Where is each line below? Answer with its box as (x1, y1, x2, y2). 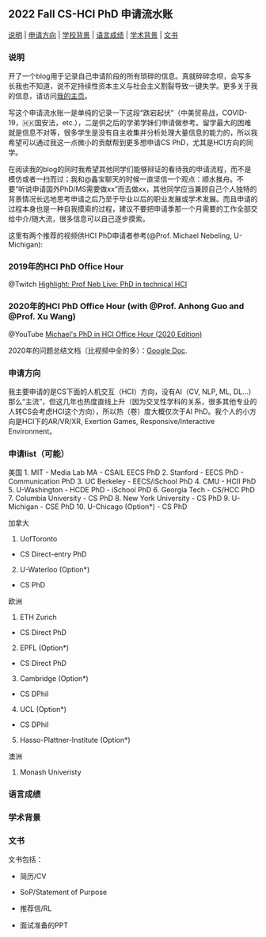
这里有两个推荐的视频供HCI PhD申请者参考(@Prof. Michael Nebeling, (8, 231, 232, 240)
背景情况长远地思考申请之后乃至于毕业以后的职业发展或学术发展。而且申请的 (8, 194, 258, 204)
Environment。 (8, 426, 57, 436)
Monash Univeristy (19, 767, 82, 777)
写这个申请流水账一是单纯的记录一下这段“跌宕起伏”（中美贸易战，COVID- (8, 108, 248, 117)
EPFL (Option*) (19, 643, 70, 652)
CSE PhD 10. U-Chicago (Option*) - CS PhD (44, 502, 188, 511)
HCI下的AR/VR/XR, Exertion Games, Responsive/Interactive (21, 417, 215, 426)
